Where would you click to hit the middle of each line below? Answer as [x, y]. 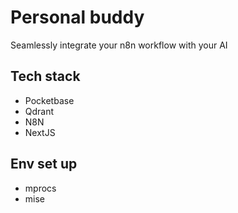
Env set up [44, 164]
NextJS [40, 132]
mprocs [40, 188]
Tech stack [45, 76]
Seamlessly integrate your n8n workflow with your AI [119, 45]
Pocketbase [49, 100]
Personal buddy [77, 17]
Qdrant [39, 111]
